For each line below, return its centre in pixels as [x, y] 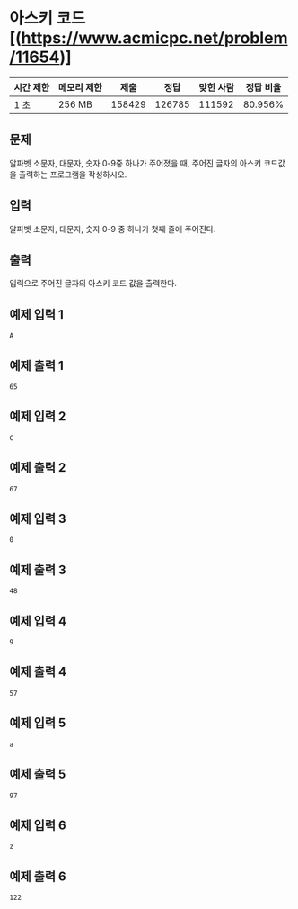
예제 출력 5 [38, 774]
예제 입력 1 [37, 315]
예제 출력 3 [38, 569]
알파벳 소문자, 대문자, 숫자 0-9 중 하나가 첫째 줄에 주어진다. [113, 229]
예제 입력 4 [38, 621]
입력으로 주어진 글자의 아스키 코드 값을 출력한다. [93, 283]
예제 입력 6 [38, 825]
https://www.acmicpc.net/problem [154, 38]
